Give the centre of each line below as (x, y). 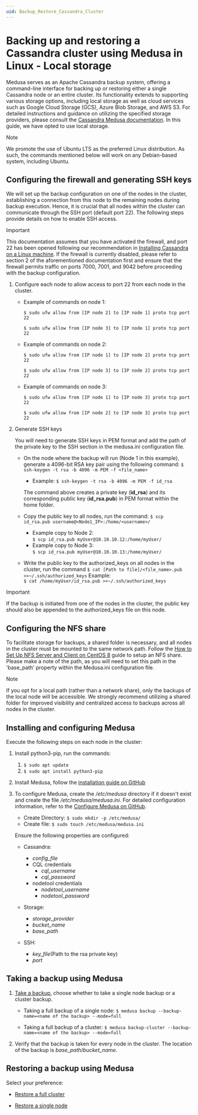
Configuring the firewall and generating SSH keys (99, 179)
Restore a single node (41, 1106)
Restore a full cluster (40, 1094)
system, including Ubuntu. (38, 161)
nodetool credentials (57, 883)
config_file (45, 858)
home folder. (39, 505)
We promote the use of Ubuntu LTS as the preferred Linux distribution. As (95, 148)
